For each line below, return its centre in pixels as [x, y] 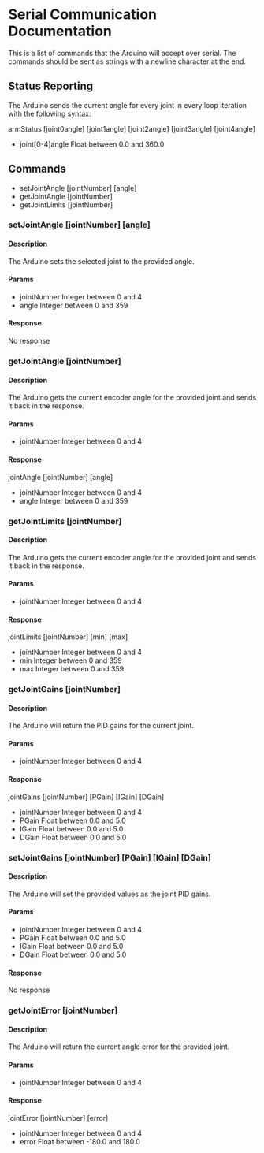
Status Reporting [51, 86]
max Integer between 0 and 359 [72, 669]
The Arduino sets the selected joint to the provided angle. [101, 261]
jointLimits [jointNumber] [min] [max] [68, 637]
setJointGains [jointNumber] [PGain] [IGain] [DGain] [110, 857]
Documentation [60, 31]
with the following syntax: [50, 113]
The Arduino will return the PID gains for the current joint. [101, 726]
